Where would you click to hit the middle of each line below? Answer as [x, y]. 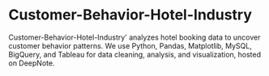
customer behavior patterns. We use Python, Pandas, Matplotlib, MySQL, [130, 45]
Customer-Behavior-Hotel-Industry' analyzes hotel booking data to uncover [134, 37]
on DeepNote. [32, 63]
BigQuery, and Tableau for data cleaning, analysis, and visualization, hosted [135, 54]
